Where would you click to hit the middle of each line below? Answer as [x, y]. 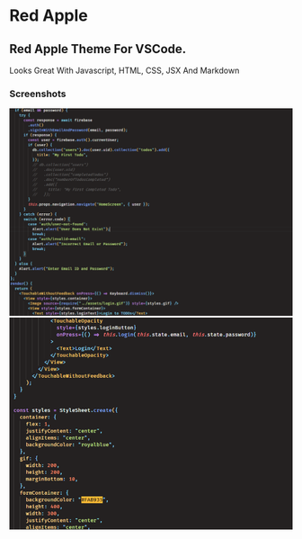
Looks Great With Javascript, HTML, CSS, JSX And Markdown [124, 70]
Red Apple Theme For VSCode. [98, 49]
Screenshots [38, 94]
